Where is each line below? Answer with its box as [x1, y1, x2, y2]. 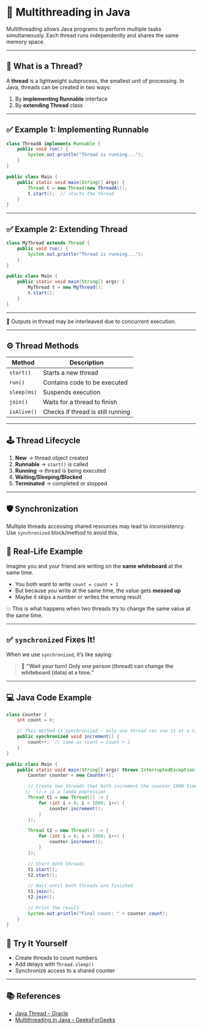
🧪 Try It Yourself [6, 938, 68, 948]
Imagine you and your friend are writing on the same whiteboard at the [6, 562, 183, 570]
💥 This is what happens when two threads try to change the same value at [6, 604, 191, 612]
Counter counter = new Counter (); [28, 772, 114, 778]
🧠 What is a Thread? [6, 61, 83, 72]
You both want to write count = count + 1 [14, 580, 118, 588]
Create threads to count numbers [14, 954, 98, 962]
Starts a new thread [43, 369, 99, 377]
